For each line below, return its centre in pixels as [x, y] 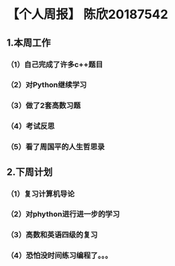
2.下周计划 [30, 172]
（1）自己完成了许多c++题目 [55, 64]
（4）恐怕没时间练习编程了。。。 [60, 255]
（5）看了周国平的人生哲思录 [56, 147]
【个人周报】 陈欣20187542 [87, 14]
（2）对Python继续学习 [47, 85]
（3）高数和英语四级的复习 [52, 235]
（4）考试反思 [31, 126]
